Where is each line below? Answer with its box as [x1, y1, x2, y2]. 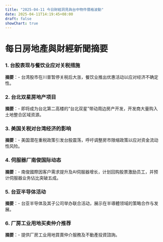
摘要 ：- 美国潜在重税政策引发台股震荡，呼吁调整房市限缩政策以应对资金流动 [5, 137, 159, 143]
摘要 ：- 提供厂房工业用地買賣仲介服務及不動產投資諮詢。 [5, 232, 120, 238]
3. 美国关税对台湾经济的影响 [5, 125, 71, 132]
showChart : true [5, 21, 38, 26]
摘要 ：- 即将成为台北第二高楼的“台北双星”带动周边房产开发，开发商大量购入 [5, 106, 158, 111]
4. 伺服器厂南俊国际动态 [5, 157, 61, 164]
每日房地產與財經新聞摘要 [5, 44, 109, 54]
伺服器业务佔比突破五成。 [9, 175, 61, 181]
